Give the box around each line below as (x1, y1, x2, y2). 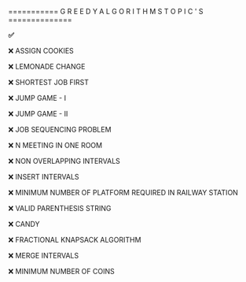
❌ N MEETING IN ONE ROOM (8, 141, 103, 150)
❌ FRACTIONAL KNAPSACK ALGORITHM (8, 236, 141, 244)
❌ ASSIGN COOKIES (8, 46, 75, 55)
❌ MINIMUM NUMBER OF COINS (8, 267, 116, 276)
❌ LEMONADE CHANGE (8, 62, 86, 71)
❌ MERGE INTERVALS (8, 251, 79, 260)
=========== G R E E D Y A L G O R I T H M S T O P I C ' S (8, 7, 204, 16)
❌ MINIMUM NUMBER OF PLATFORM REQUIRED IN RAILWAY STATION (8, 188, 238, 197)
